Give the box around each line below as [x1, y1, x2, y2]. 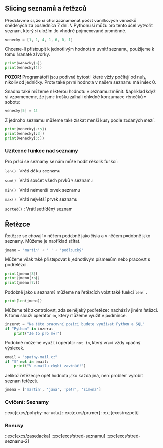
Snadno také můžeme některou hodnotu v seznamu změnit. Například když [5, 88, 156, 95]
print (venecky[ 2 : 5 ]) [5, 127, 47, 132]
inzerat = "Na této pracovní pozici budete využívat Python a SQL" [5, 322, 145, 327]
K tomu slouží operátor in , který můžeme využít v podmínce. [5, 313, 127, 319]
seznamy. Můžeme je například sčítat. [5, 238, 81, 244]
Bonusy [5, 422, 24, 428]
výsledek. [5, 345, 25, 351]
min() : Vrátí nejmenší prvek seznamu [5, 187, 80, 193]
